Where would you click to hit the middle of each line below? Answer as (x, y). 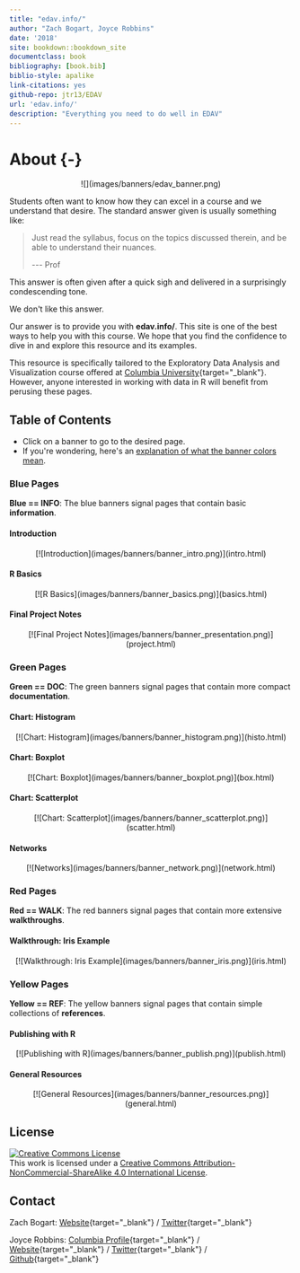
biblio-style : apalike (52, 76)
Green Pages (38, 667)
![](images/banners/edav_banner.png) (151, 184)
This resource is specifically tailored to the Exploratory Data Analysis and (145, 363)
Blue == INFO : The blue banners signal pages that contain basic (128, 504)
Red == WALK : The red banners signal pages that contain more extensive (146, 910)
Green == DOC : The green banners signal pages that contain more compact (150, 687)
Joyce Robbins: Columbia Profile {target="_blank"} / (105, 1240)
